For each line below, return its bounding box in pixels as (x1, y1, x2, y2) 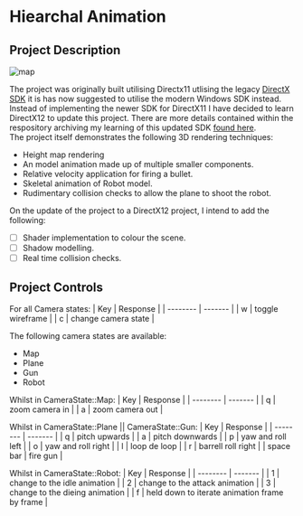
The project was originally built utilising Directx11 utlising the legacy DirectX (9, 84, 290, 94)
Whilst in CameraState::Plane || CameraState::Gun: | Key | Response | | (9, 422, 273, 432)
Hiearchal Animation (9, 6, 166, 27)
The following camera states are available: (9, 331, 167, 341)
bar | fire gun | (9, 450, 63, 461)
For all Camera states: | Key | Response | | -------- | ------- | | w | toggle (9, 304, 279, 314)
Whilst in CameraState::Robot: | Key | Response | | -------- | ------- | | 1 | (9, 468, 280, 478)
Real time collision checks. (22, 253, 122, 264)
